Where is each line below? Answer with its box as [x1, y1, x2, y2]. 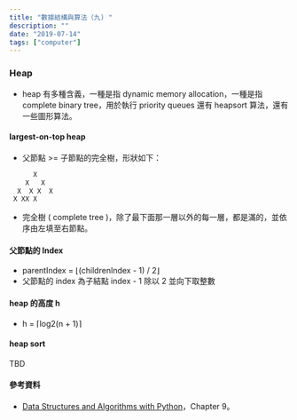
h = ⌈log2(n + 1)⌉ [21, 318, 82, 329]
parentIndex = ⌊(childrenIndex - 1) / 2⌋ [21, 265, 160, 276]
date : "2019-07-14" [9, 29, 82, 38]
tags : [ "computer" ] [9, 37, 82, 47]
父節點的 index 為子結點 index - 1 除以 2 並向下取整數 [21, 276, 215, 287]
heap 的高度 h [9, 298, 60, 309]
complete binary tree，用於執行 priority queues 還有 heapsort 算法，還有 [21, 99, 289, 110]
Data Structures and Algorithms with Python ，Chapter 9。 [21, 401, 235, 412]
